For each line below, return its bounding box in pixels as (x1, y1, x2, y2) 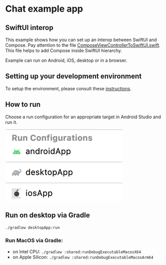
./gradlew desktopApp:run (5, 225, 60, 230)
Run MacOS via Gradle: (5, 237, 63, 244)
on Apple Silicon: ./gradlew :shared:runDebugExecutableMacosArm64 (12, 254, 153, 260)
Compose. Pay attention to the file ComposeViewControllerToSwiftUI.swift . (5, 42, 161, 48)
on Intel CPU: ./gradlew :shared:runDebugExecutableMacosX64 (12, 248, 141, 254)
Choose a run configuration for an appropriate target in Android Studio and (5, 114, 161, 120)
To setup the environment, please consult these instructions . (5, 85, 132, 91)
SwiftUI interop (5, 23, 54, 32)
